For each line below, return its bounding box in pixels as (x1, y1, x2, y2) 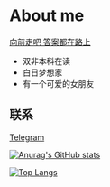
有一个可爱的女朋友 (22, 78, 95, 89)
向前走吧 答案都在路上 (9, 36, 91, 47)
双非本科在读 (22, 55, 70, 66)
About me (9, 5, 85, 26)
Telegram (9, 132, 45, 143)
